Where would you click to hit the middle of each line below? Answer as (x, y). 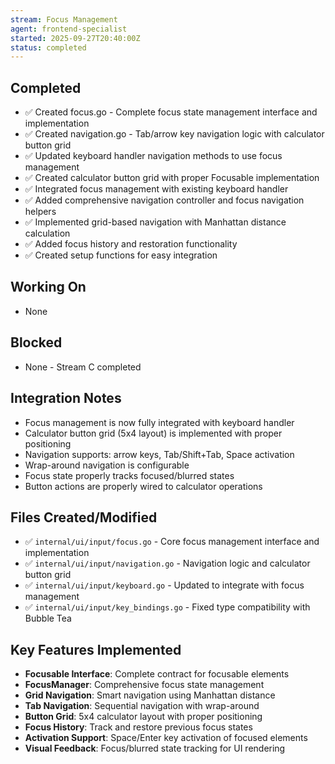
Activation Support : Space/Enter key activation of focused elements (166, 738)
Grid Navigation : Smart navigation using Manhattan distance (150, 695)
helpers (40, 212)
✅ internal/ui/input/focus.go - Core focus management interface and (172, 542)
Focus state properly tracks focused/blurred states (129, 475)
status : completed (48, 47)
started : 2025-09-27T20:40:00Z (75, 38)
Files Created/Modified (84, 517)
